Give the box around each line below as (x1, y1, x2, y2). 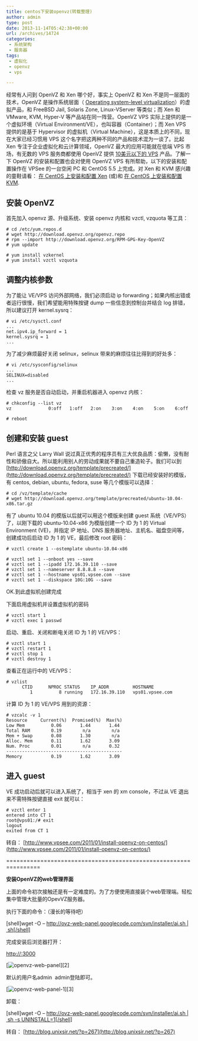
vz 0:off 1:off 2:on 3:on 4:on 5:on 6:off (6, 406, 189, 411)
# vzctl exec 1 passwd (6, 617, 62, 624)
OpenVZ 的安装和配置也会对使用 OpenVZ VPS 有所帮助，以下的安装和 (12, 158, 182, 165)
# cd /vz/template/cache (6, 490, 67, 497)
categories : (6, 36, 35, 42)
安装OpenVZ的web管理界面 (6, 875, 74, 883)
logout (6, 822, 22, 828)
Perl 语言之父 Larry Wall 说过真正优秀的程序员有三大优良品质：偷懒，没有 (6, 450, 184, 457)
